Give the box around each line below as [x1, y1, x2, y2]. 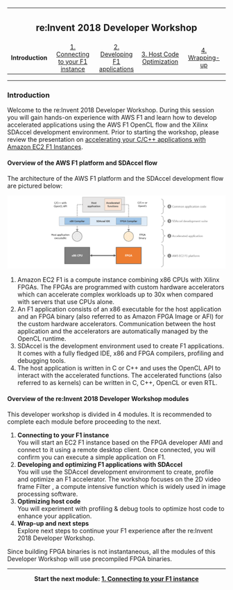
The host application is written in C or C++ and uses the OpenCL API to [17, 364, 221, 373]
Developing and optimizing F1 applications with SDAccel [17, 460, 183, 468]
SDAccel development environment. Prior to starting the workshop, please [7, 128, 220, 136]
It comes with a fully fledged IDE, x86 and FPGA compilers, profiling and [17, 349, 224, 357]
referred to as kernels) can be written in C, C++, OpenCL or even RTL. [17, 379, 218, 387]
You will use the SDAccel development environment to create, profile [17, 467, 214, 476]
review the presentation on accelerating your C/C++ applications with [7, 136, 207, 144]
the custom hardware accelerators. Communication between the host [17, 320, 216, 328]
